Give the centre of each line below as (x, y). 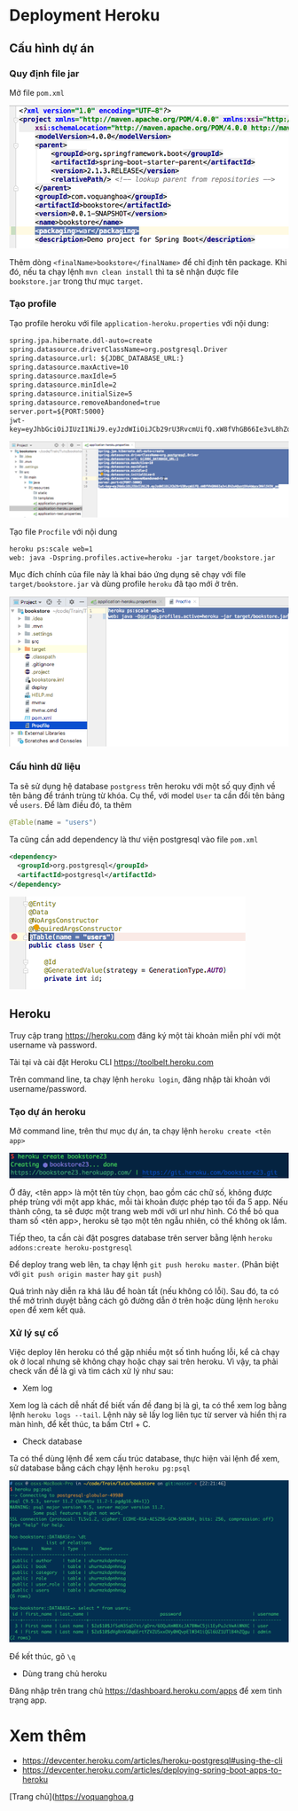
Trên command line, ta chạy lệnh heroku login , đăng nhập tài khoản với (140, 1079)
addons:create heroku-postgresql (71, 1248)
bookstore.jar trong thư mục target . (76, 281)
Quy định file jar (44, 74)
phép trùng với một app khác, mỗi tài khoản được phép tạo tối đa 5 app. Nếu (149, 1202)
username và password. (53, 1045)
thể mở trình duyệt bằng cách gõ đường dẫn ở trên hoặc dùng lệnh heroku (144, 1300)
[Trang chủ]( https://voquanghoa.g (72, 1796)
